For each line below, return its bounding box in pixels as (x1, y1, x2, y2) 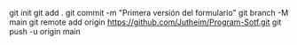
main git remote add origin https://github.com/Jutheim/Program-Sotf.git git (9, 17, 282, 27)
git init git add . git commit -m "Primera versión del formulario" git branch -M (9, 8, 289, 18)
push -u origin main (9, 26, 82, 36)
